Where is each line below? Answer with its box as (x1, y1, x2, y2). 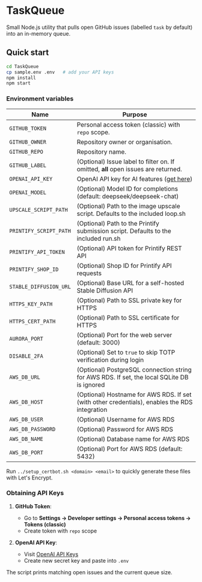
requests (76, 269, 102, 277)
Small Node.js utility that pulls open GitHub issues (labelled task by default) (6, 24, 193, 31)
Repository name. (76, 147, 127, 156)
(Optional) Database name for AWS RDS (76, 435, 190, 443)
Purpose (122, 110, 147, 118)
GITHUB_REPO (9, 148, 44, 155)
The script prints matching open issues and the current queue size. (6, 568, 173, 576)
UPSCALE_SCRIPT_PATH (9, 206, 68, 213)
